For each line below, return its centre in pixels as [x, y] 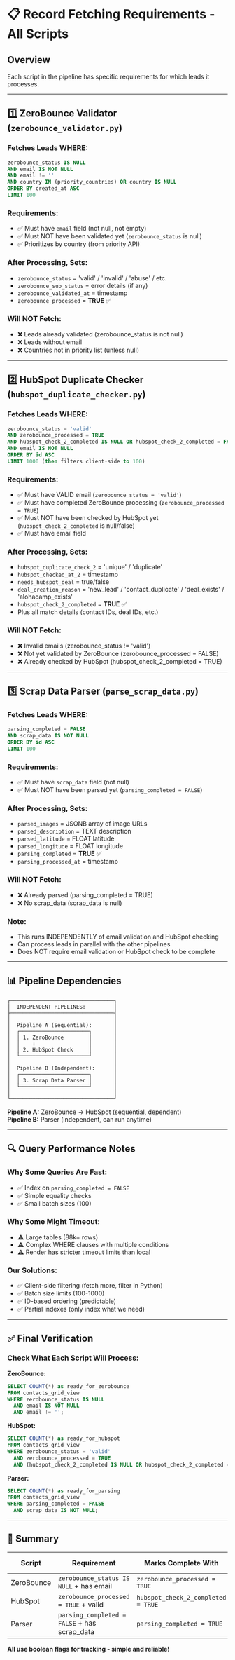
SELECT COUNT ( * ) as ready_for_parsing [64, 1491]
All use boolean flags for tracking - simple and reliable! [88, 1649]
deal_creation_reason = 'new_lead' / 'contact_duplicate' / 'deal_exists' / [121, 590]
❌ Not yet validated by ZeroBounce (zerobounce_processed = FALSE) [118, 653]
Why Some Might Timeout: [54, 1222]
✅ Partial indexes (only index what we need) [81, 1309]
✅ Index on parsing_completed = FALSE [73, 1188]
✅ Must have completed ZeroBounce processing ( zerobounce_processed [121, 503]
